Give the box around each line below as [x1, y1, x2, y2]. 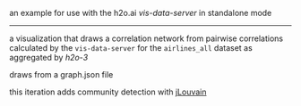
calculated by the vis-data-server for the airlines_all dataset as [9, 43, 253, 53]
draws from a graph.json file [9, 69, 114, 79]
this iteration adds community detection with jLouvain [9, 86, 207, 97]
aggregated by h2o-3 [9, 53, 89, 62]
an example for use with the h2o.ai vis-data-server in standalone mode [9, 8, 272, 18]
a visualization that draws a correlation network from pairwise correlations [9, 33, 284, 44]
